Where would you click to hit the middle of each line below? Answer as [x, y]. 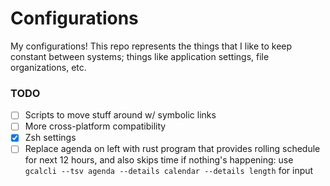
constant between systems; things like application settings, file [140, 56]
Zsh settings [50, 138]
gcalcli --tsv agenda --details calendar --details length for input [169, 171]
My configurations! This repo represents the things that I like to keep [151, 46]
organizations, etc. [48, 67]
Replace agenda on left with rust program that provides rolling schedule [172, 149]
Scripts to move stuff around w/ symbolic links [120, 115]
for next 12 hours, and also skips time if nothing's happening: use [159, 160]
